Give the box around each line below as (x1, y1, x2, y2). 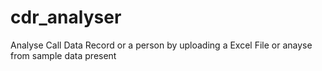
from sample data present (10, 49, 117, 61)
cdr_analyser (10, 6, 122, 29)
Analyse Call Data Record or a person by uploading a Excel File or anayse (10, 39, 313, 51)
